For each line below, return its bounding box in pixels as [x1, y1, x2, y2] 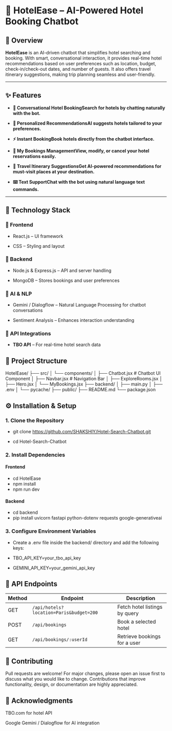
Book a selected [117, 618, 156, 625]
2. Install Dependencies [5, 451, 66, 458]
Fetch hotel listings [117, 603, 163, 610]
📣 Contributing [5, 657, 53, 665]
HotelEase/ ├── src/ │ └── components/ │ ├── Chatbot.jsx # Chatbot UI [5, 370, 161, 376]
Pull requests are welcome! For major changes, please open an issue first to [5, 670, 165, 677]
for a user [117, 639, 141, 646]
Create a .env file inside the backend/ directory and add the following [12, 539, 159, 546]
